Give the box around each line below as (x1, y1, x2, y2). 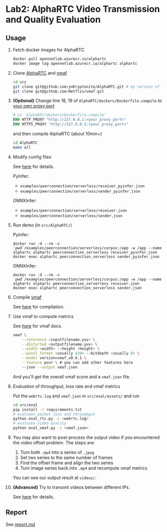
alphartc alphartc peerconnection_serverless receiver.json (12, 281, 140, 286)
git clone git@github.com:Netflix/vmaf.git (12, 89, 105, 94)
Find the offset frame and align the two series (20, 460, 113, 466)
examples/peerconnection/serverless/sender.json (20, 213, 123, 218)
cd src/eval (12, 402, 38, 407)
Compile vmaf (12, 294, 42, 300)
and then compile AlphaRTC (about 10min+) (12, 131, 102, 137)
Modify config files (12, 154, 52, 160)
